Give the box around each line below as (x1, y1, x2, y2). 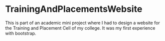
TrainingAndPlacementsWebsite (5, 3, 143, 15)
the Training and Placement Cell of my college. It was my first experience (5, 25, 156, 31)
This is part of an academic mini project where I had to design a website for (5, 20, 161, 26)
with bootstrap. (5, 30, 36, 36)
